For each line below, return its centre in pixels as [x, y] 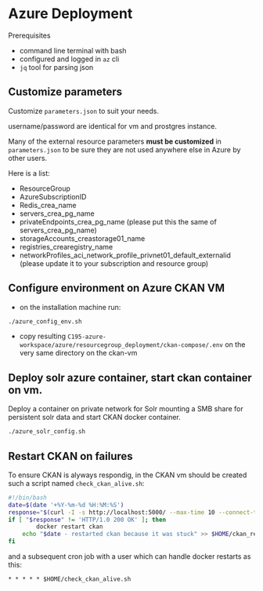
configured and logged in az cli [69, 59]
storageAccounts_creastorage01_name [82, 238]
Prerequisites [29, 35]
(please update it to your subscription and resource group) [114, 263]
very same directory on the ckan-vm [78, 353]
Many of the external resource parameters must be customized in [115, 141]
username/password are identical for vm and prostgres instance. [113, 126]
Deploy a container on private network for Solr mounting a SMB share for [126, 409]
